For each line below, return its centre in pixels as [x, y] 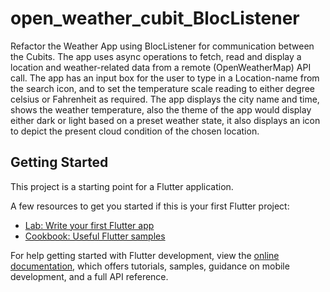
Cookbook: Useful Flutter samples [95, 236]
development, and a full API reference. [89, 276]
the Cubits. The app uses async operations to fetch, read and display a [156, 56]
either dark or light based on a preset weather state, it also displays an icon [165, 120]
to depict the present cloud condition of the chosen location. [135, 131]
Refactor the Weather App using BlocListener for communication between [162, 46]
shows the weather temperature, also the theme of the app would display [161, 109]
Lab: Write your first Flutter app [89, 225]
